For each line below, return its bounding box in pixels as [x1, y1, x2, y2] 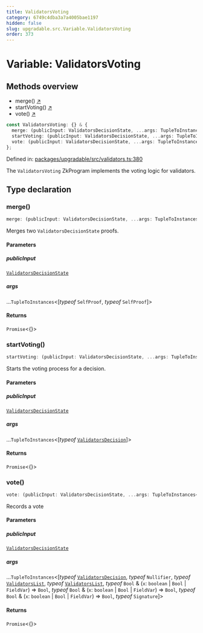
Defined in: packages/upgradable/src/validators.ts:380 [6, 155, 143, 162]
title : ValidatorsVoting [6, 8, 69, 15]
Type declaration [6, 184, 71, 194]
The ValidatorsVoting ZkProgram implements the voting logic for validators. [6, 167, 196, 174]
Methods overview [6, 81, 79, 91]
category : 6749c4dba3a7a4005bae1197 [6, 14, 98, 21]
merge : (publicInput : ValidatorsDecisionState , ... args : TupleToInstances [6, 216, 199, 222]
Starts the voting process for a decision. [6, 365, 106, 372]
